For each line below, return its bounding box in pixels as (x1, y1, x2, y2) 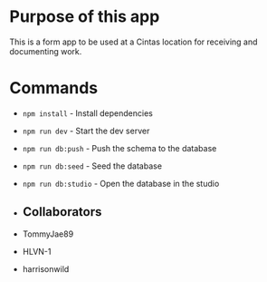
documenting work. (9, 45, 82, 56)
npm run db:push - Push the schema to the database (22, 142, 217, 153)
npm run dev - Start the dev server (22, 125, 150, 136)
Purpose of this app (9, 6, 160, 27)
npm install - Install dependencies (22, 107, 154, 119)
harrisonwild (22, 263, 70, 274)
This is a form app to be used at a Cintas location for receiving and (9, 36, 258, 47)
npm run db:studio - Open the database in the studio (22, 178, 220, 189)
